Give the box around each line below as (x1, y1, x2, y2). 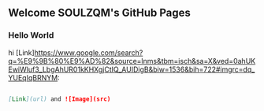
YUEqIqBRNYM (8, 72, 58, 82)
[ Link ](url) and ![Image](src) (8, 94, 111, 103)
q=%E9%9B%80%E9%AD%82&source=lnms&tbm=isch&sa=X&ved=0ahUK (8, 56, 256, 65)
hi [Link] (8, 47, 35, 57)
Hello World (8, 30, 54, 41)
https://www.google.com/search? (34, 47, 143, 57)
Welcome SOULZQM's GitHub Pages (8, 6, 191, 20)
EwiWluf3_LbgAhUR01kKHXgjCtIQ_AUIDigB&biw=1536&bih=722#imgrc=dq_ (8, 65, 255, 74)
